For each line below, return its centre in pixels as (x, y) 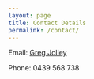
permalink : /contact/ (44, 30)
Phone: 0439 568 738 (44, 68)
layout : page (30, 15)
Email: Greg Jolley (38, 53)
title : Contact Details (47, 23)
